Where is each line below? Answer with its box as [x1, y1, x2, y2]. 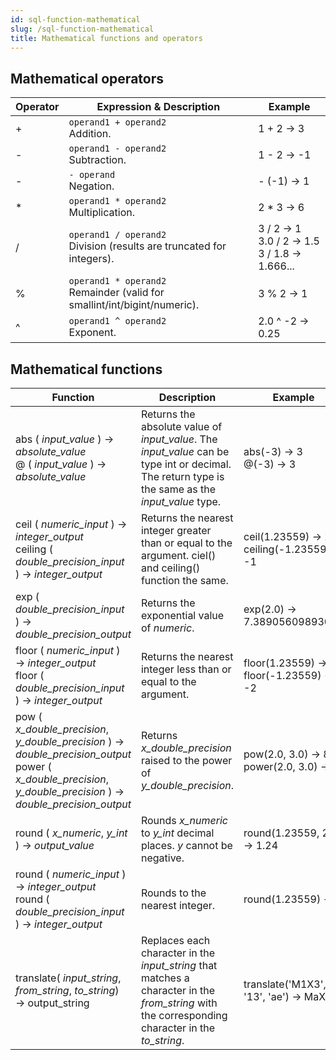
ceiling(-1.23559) [243, 542, 331, 556]
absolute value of [140, 420, 223, 433]
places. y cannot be [140, 839, 233, 852]
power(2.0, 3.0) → [243, 760, 331, 773]
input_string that [140, 959, 218, 972]
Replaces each [140, 934, 211, 947]
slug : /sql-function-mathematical [10, 24, 155, 34]
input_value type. [140, 495, 222, 508]
